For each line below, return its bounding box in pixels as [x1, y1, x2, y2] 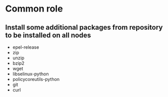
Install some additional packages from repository [5, 23, 163, 32]
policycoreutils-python [12, 76, 60, 82]
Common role [5, 3, 63, 15]
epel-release [12, 44, 39, 50]
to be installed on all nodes [5, 31, 91, 39]
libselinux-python [12, 71, 49, 77]
